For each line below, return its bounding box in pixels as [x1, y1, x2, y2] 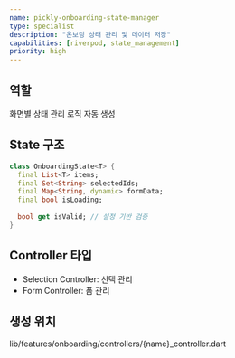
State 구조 [9, 137, 65, 153]
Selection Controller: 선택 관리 [22, 273, 133, 285]
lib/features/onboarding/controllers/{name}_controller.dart [9, 338, 226, 349]
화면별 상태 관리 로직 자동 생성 [9, 108, 116, 118]
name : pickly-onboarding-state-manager [9, 13, 160, 23]
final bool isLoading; [17, 195, 103, 204]
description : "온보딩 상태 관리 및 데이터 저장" [9, 30, 172, 39]
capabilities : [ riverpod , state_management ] [9, 38, 180, 48]
